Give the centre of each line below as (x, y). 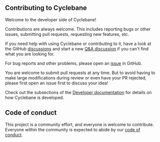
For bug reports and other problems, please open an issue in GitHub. (74, 63)
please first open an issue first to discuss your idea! (56, 83)
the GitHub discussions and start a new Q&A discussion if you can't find (77, 48)
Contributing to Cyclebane (46, 8)
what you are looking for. (30, 54)
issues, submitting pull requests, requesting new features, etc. (67, 34)
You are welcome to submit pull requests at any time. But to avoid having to (80, 73)
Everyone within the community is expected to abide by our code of (73, 129)
